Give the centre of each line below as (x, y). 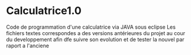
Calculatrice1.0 (44, 11)
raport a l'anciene (27, 46)
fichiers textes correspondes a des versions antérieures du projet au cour (96, 33)
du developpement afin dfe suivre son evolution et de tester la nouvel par (95, 39)
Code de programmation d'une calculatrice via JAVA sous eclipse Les (91, 27)
